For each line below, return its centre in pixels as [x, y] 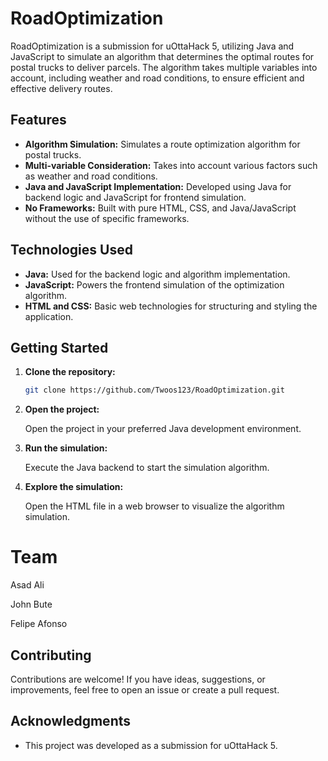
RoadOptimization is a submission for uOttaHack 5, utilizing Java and [152, 46]
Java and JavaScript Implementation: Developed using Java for [158, 186]
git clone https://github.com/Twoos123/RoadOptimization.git [155, 390]
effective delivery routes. [61, 88]
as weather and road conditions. [91, 176]
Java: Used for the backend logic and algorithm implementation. [157, 274]
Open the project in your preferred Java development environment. [163, 429]
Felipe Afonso [39, 624]
